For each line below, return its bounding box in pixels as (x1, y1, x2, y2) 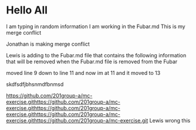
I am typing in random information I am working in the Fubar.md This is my (6, 23, 186, 30)
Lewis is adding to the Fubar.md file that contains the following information (6, 52, 187, 59)
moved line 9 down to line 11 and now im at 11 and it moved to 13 (6, 69, 161, 76)
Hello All (6, 4, 48, 17)
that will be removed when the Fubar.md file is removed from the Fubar (6, 58, 178, 65)
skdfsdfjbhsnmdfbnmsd (6, 80, 64, 88)
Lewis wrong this (149, 117, 191, 124)
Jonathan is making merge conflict (6, 40, 90, 47)
